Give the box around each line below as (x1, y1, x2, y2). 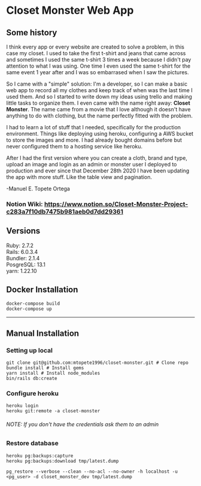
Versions (6, 226, 41, 236)
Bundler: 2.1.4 (6, 254, 40, 262)
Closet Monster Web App (6, 4, 134, 17)
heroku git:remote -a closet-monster (6, 408, 100, 414)
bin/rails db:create (6, 375, 58, 381)
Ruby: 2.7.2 (6, 242, 34, 249)
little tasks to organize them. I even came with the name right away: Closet (6, 99, 190, 107)
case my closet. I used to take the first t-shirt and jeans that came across (6, 50, 187, 57)
